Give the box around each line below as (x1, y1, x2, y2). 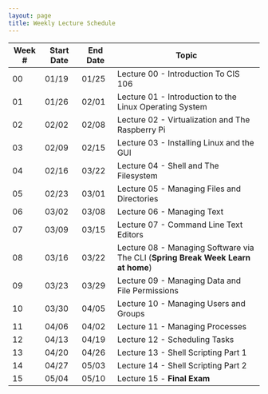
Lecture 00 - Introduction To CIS (116, 68, 241, 79)
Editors (116, 229, 144, 240)
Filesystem (116, 169, 158, 181)
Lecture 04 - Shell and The (116, 160, 219, 171)
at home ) (116, 261, 152, 273)
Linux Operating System (116, 101, 207, 112)
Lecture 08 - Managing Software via (116, 241, 254, 253)
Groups (116, 308, 145, 319)
